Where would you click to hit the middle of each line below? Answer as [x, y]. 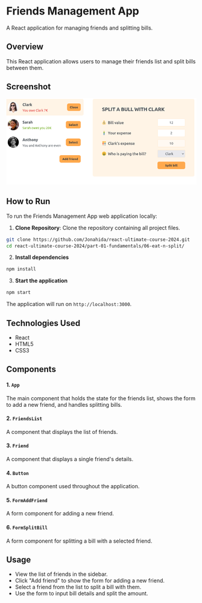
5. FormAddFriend [27, 500]
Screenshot [29, 87]
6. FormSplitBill [27, 527]
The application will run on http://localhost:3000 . [69, 304]
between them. [25, 68]
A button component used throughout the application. [73, 487]
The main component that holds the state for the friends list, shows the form [101, 398]
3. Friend [17, 445]
